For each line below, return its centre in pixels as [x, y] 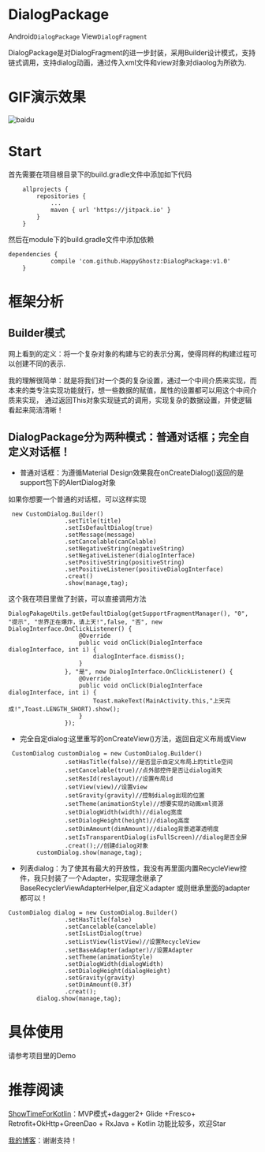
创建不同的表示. [40, 363]
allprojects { [45, 189]
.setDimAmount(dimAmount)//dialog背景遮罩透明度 [142, 829]
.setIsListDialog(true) [104, 933]
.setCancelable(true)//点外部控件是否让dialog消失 [143, 770]
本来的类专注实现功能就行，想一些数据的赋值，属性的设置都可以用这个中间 [129, 390]
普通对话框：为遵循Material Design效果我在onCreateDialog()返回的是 [132, 472]
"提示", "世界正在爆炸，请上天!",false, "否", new [86, 622]
